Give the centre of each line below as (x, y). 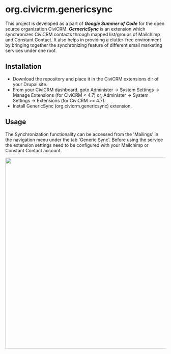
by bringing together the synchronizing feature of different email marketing (84, 45)
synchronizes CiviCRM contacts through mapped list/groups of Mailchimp (83, 34)
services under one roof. (31, 50)
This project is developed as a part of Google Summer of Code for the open (85, 23)
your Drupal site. (30, 84)
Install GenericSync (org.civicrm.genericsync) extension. (72, 106)
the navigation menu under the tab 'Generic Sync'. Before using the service (84, 140)
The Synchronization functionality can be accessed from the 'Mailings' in (82, 134)
